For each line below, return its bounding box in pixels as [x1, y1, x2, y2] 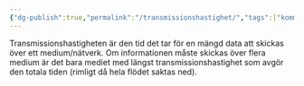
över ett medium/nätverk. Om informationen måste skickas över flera [9, 47, 266, 58]
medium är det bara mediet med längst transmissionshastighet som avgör [9, 56, 284, 67]
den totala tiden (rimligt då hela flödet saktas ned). [9, 66, 197, 77]
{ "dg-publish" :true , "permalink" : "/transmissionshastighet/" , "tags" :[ [9, 13, 278, 22]
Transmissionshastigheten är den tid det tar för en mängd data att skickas [9, 38, 285, 48]
